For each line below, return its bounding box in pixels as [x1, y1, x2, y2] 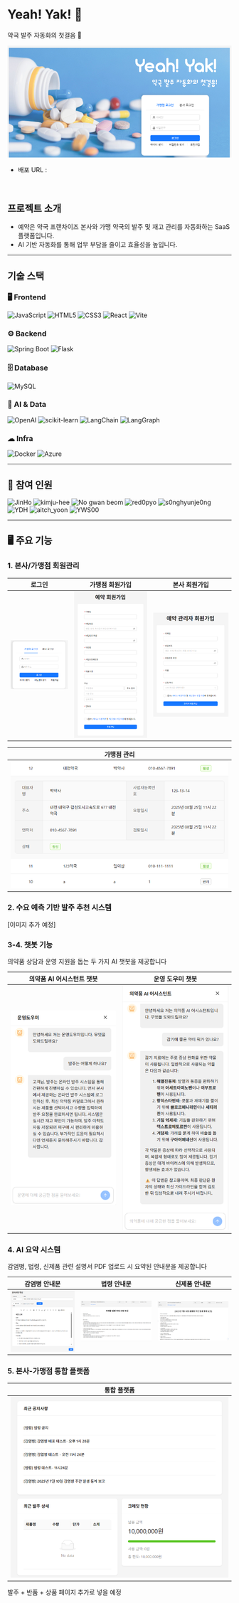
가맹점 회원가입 [89, 580, 132, 589]
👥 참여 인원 [7, 479, 53, 491]
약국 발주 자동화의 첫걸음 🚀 [7, 31, 82, 39]
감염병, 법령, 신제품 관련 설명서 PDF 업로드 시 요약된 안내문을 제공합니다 [7, 1262, 208, 1271]
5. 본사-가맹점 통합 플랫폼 [7, 1365, 90, 1375]
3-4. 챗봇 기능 [7, 939, 53, 949]
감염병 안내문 [24, 1279, 61, 1288]
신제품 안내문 [175, 1279, 212, 1288]
